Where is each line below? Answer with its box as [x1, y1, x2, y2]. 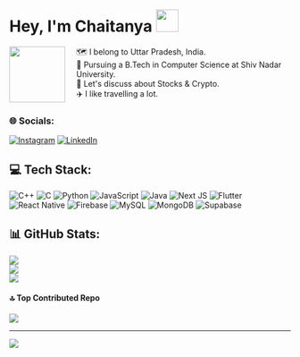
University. [76, 69, 116, 80]
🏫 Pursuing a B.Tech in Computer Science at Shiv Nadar [76, 59, 282, 71]
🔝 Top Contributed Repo [9, 293, 101, 303]
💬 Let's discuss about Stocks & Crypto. [76, 79, 221, 89]
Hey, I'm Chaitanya [9, 16, 153, 37]
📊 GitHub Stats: [9, 226, 101, 242]
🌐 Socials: [9, 115, 55, 127]
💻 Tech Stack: [9, 162, 92, 177]
